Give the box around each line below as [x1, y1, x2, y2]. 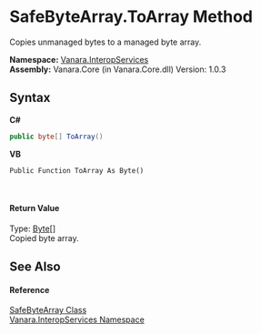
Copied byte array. [9, 232, 79, 243]
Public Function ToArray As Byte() [9, 166, 145, 175]
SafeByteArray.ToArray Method [9, 6, 253, 27]
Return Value [9, 203, 60, 214]
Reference [9, 284, 50, 295]
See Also [9, 259, 61, 275]
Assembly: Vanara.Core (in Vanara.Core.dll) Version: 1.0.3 [9, 64, 226, 75]
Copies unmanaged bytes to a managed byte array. [9, 36, 202, 47]
